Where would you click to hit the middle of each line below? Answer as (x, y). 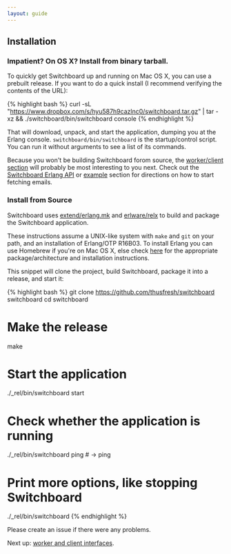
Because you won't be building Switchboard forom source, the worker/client (115, 160)
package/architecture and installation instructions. (78, 258)
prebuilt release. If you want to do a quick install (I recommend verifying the (114, 83)
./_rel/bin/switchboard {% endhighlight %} (67, 516)
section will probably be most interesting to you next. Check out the (103, 168)
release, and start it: (36, 278)
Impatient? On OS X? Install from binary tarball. (88, 61)
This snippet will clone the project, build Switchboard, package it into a (108, 271)
